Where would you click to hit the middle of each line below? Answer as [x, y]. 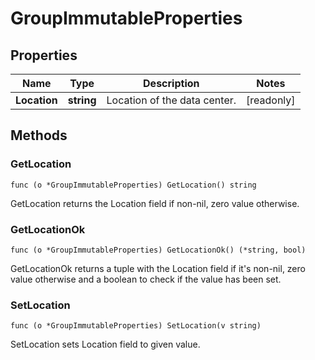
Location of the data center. [171, 100]
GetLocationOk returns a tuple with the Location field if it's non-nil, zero [158, 268]
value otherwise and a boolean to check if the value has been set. [146, 279]
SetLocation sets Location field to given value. [105, 344]
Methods [39, 135]
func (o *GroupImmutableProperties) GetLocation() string [133, 185]
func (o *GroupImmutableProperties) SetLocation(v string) [136, 326]
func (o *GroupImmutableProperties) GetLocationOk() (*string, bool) [158, 250]
